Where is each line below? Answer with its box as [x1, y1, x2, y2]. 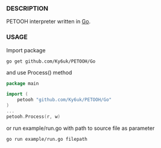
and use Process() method [6, 69, 72, 76]
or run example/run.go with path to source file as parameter [6, 125, 155, 132]
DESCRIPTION [6, 4, 49, 13]
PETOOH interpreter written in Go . [6, 18, 91, 25]
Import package [6, 46, 46, 54]
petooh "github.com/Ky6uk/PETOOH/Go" [17, 97, 112, 103]
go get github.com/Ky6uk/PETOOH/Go [6, 58, 96, 64]
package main [6, 80, 39, 87]
